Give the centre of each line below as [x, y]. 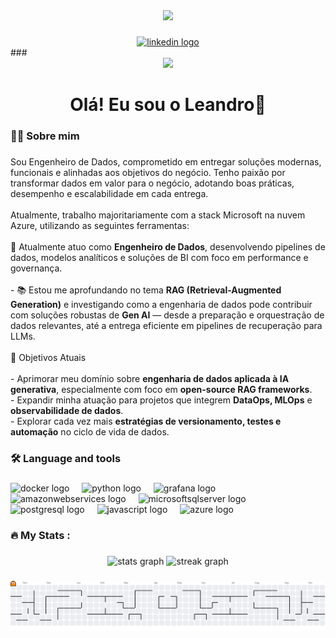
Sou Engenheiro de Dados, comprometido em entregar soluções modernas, [166, 161]
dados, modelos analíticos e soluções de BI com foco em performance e [159, 257]
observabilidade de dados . [67, 410]
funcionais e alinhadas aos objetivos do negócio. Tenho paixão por [148, 172]
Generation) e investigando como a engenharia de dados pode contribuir [161, 304]
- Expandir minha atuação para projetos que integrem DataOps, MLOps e [161, 400]
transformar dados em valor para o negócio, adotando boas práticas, [152, 183]
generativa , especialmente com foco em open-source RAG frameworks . [161, 389]
